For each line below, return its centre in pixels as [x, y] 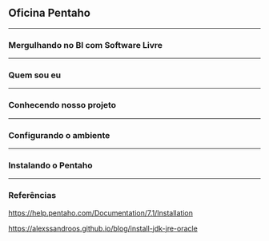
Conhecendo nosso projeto [62, 105]
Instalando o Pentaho [50, 165]
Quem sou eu [35, 75]
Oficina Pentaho [49, 13]
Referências [32, 196]
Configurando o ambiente [59, 135]
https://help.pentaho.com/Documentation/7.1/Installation [101, 213]
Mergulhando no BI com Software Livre [85, 45]
